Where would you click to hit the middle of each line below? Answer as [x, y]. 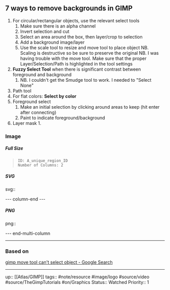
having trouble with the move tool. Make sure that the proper [83, 58]
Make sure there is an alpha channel [58, 26]
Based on [17, 251]
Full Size [14, 148]
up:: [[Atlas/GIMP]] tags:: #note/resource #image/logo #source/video [77, 277]
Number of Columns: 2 [40, 165]
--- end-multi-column [28, 233]
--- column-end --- [25, 199]
